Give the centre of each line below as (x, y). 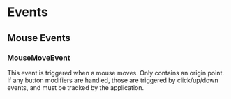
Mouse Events (39, 38)
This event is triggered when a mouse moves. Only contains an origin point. (116, 73)
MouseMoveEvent (39, 58)
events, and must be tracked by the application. (76, 87)
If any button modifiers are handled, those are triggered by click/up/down (113, 80)
